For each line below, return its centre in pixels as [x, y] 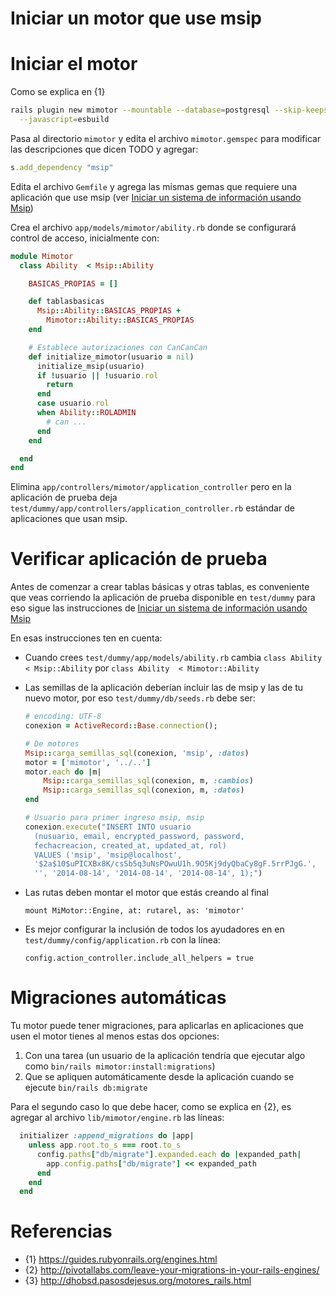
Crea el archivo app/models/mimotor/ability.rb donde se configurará [153, 227]
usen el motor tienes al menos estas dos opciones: [115, 1036]
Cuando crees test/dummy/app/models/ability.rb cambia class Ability [173, 658]
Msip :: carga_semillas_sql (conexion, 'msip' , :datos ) [137, 753]
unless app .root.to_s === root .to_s [105, 1145]
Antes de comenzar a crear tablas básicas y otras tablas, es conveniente [160, 587]
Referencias [61, 1231]
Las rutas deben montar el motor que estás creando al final [146, 893]
